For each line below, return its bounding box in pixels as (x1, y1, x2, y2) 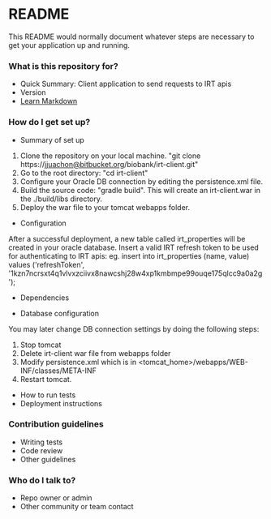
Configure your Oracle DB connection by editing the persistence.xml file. (19, 176, 264, 187)
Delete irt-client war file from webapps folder (19, 348, 171, 358)
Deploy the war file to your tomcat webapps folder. (19, 202, 191, 212)
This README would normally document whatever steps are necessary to (8, 32, 255, 41)
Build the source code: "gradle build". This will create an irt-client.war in (19, 185, 261, 195)
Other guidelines (19, 454, 76, 464)
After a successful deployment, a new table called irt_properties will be (8, 234, 246, 243)
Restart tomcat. (19, 374, 72, 384)
